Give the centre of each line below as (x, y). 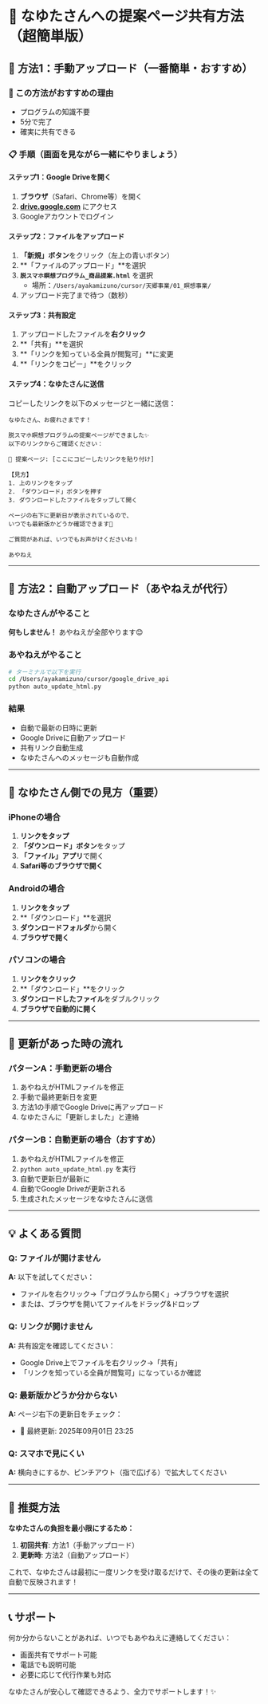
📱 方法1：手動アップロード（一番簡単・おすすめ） (130, 68)
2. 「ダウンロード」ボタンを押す (55, 491)
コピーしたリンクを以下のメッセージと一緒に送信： (92, 403)
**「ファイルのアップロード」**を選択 (83, 266)
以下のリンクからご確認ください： (56, 443)
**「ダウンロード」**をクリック (72, 989)
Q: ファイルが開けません (55, 1258)
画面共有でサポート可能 (58, 1655)
